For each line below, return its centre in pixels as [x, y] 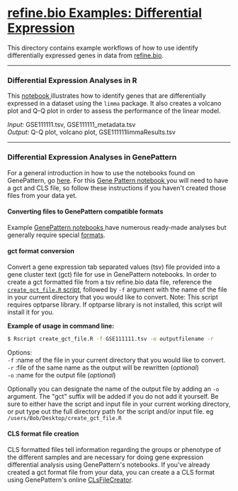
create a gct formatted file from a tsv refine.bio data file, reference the [110, 282]
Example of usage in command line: [61, 326]
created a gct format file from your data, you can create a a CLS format [111, 473]
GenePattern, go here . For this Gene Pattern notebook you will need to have [118, 180]
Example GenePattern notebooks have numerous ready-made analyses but [117, 227]
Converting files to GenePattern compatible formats [85, 211]
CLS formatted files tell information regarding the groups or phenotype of [114, 450]
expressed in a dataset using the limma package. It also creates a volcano [114, 104]
